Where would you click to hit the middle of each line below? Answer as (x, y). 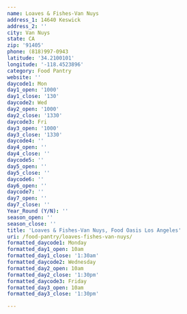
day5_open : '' (27, 166)
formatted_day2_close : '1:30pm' (53, 275)
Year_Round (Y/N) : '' (38, 211)
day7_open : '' (27, 198)
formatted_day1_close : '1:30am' (53, 256)
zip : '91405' (26, 45)
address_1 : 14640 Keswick (44, 20)
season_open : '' (30, 217)
